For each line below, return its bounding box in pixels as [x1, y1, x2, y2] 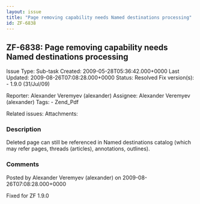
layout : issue [6, 8, 42, 15]
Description [6, 125, 41, 134]
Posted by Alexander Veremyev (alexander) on [6, 174, 121, 181]
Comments [6, 160, 39, 168]
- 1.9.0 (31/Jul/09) [6, 81, 50, 88]
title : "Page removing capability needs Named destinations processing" [6, 14, 192, 20]
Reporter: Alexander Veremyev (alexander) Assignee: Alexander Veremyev [6, 92, 190, 99]
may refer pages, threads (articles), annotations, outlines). [6, 145, 150, 152]
